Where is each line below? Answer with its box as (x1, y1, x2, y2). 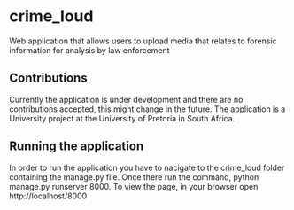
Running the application (9, 139, 144, 154)
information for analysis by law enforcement (9, 44, 170, 55)
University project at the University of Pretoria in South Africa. (9, 113, 236, 123)
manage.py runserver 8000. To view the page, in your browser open (9, 181, 259, 191)
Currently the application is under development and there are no (9, 94, 244, 105)
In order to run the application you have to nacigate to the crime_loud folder (9, 162, 285, 173)
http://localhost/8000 (9, 191, 88, 201)
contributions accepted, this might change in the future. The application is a (9, 104, 286, 114)
